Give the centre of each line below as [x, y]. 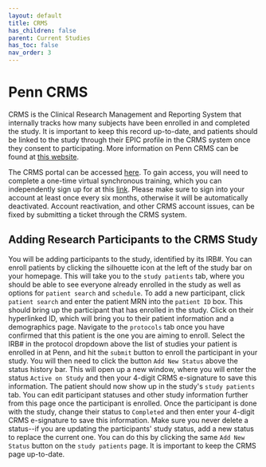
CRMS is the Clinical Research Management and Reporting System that [125, 114]
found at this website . [44, 156]
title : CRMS [28, 23]
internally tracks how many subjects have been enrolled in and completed [129, 123]
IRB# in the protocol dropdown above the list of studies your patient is [123, 343]
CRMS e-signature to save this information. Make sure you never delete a [128, 420]
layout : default [35, 16]
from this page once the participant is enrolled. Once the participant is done [133, 403]
